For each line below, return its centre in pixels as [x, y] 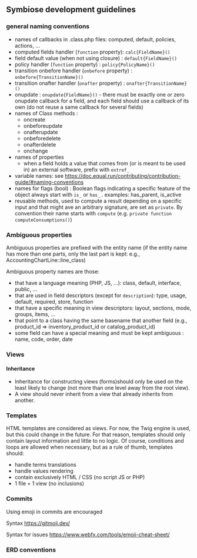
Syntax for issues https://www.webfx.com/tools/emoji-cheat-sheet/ [88, 534]
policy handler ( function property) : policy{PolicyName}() [85, 64]
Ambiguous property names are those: [53, 271]
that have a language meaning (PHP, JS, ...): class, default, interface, [98, 283]
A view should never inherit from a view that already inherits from [94, 394]
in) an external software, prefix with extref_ [76, 170]
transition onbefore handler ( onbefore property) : [73, 71]
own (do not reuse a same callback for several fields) [79, 107]
